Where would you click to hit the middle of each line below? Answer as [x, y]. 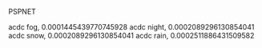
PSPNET [22, 12]
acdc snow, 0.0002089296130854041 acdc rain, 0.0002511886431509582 [131, 36]
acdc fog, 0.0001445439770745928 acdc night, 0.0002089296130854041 [131, 27]
